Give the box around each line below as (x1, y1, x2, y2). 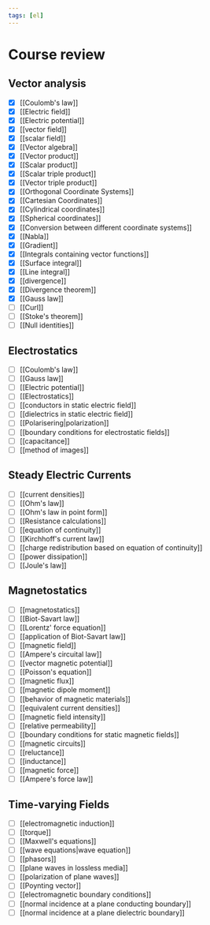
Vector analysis (8, 77, 87, 91)
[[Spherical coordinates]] (19, 214, 101, 223)
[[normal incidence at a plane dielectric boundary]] (19, 908, 185, 917)
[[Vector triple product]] (19, 178, 98, 188)
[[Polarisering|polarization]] (19, 418, 109, 428)
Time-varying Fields (8, 798, 110, 811)
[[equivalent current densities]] (19, 703, 120, 713)
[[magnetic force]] (19, 766, 79, 774)
